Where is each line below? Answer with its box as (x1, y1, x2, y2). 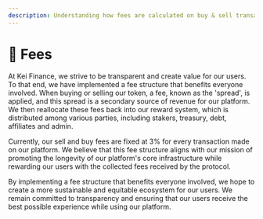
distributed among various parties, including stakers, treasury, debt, (8, 113, 227, 122)
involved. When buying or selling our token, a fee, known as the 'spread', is (8, 88, 250, 97)
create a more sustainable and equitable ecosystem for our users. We (8, 185, 233, 195)
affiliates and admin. (8, 121, 74, 130)
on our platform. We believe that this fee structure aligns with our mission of (8, 144, 253, 154)
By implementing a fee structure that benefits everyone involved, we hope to (8, 177, 255, 186)
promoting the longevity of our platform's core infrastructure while (8, 153, 222, 162)
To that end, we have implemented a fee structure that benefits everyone (8, 79, 243, 89)
